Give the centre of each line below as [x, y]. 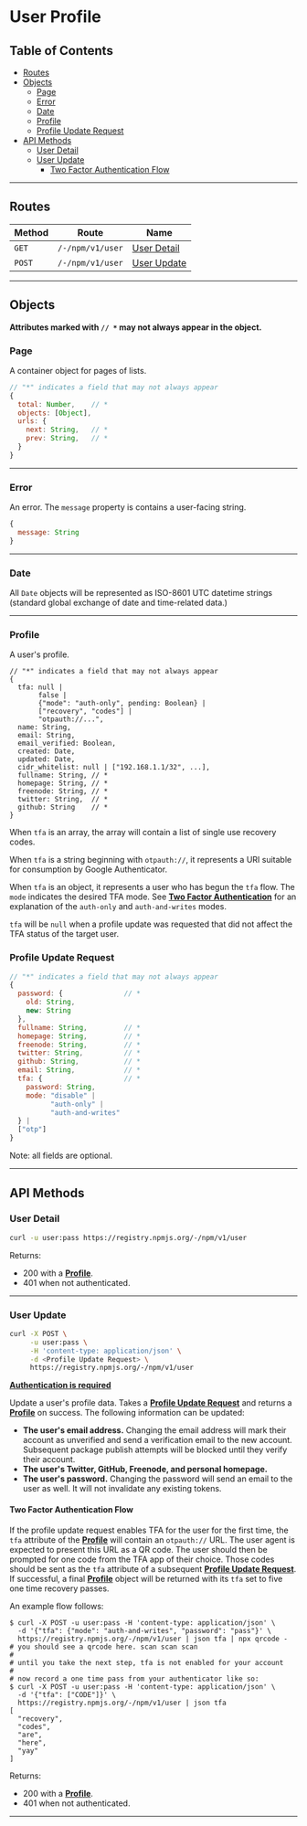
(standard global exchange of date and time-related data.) [119, 603]
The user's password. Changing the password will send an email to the [158, 1479]
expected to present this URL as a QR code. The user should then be [138, 1549]
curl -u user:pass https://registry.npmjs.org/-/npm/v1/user [128, 1237]
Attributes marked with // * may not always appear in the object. [136, 327]
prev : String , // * [67, 439]
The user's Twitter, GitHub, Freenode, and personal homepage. [145, 1470]
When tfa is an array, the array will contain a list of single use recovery [143, 833]
